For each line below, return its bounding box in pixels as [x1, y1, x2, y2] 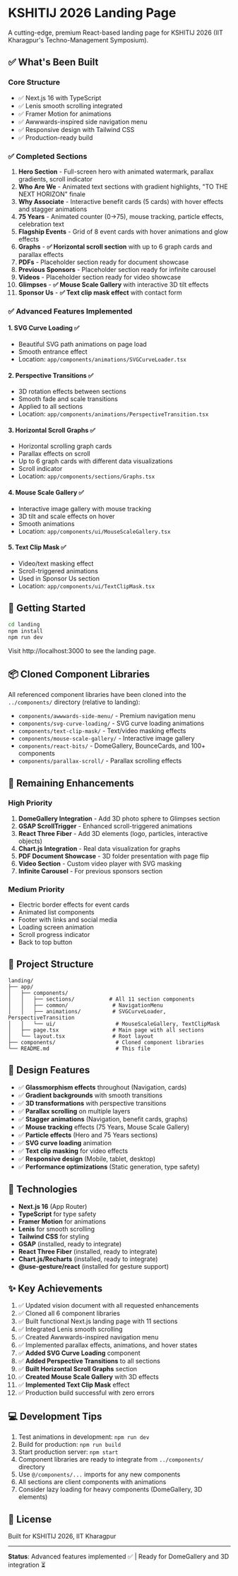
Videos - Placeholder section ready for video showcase [18, 273, 182, 281]
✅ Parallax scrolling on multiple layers [18, 1106, 131, 1115]
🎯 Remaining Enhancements [8, 777, 135, 789]
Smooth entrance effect [18, 347, 88, 356]
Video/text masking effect [18, 559, 94, 568]
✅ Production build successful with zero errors [18, 1389, 155, 1397]
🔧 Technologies [8, 1183, 78, 1195]
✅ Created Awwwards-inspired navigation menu [18, 1333, 159, 1342]
